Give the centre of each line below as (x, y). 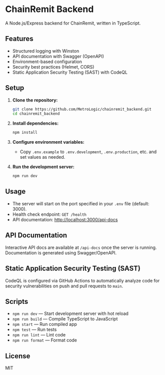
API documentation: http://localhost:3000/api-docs (65, 219)
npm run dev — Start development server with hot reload (70, 313)
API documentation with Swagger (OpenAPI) (58, 56)
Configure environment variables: (48, 142)
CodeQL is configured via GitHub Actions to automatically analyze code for (82, 280)
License (18, 356)
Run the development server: (43, 167)
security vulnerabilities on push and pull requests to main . (64, 286)
